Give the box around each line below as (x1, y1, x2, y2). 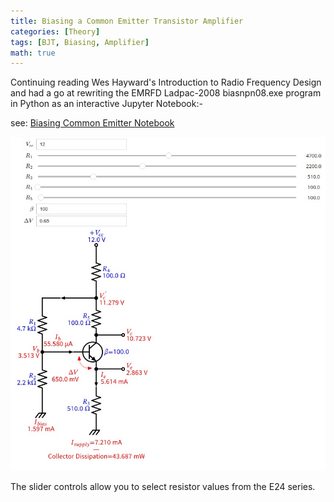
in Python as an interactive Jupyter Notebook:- (10, 98, 203, 110)
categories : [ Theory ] (10, 26, 101, 37)
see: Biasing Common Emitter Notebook (10, 117, 175, 129)
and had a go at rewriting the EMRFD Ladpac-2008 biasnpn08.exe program (10, 87, 322, 99)
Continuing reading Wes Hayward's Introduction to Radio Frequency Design (10, 76, 322, 89)
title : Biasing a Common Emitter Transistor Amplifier (10, 16, 244, 26)
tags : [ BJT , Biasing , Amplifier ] (10, 37, 150, 47)
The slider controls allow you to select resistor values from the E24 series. (10, 480, 316, 492)
